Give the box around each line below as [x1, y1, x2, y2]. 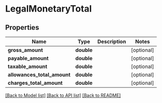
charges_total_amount [8, 79, 63, 86]
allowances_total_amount [8, 71, 71, 78]
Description [97, 38, 126, 45]
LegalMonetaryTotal [5, 3, 92, 15]
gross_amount [8, 46, 43, 54]
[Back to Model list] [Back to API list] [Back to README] [5, 92, 121, 98]
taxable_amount [8, 63, 47, 70]
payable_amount [8, 55, 49, 62]
